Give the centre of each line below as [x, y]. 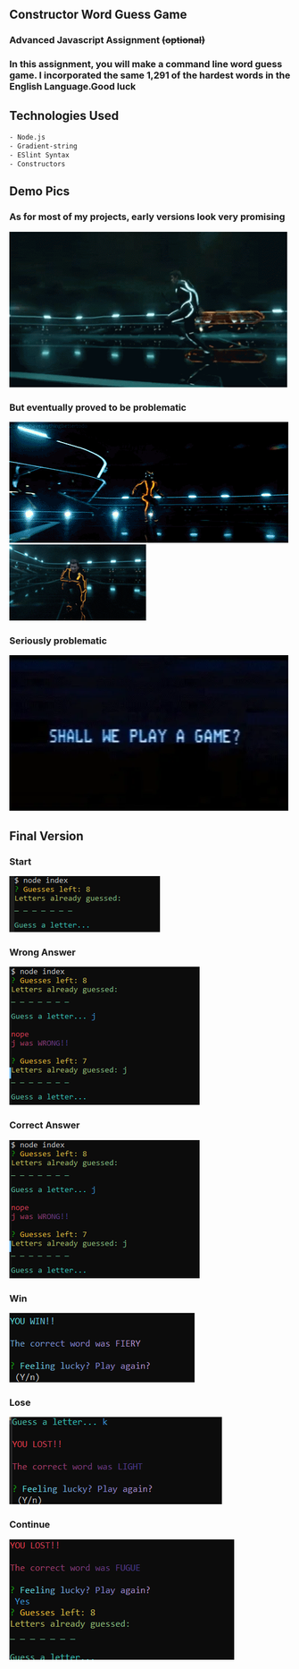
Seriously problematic [58, 641]
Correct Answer [45, 1125]
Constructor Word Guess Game [98, 15]
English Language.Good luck [73, 87]
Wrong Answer [42, 952]
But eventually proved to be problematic [98, 407]
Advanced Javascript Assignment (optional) [107, 40]
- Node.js [28, 138]
